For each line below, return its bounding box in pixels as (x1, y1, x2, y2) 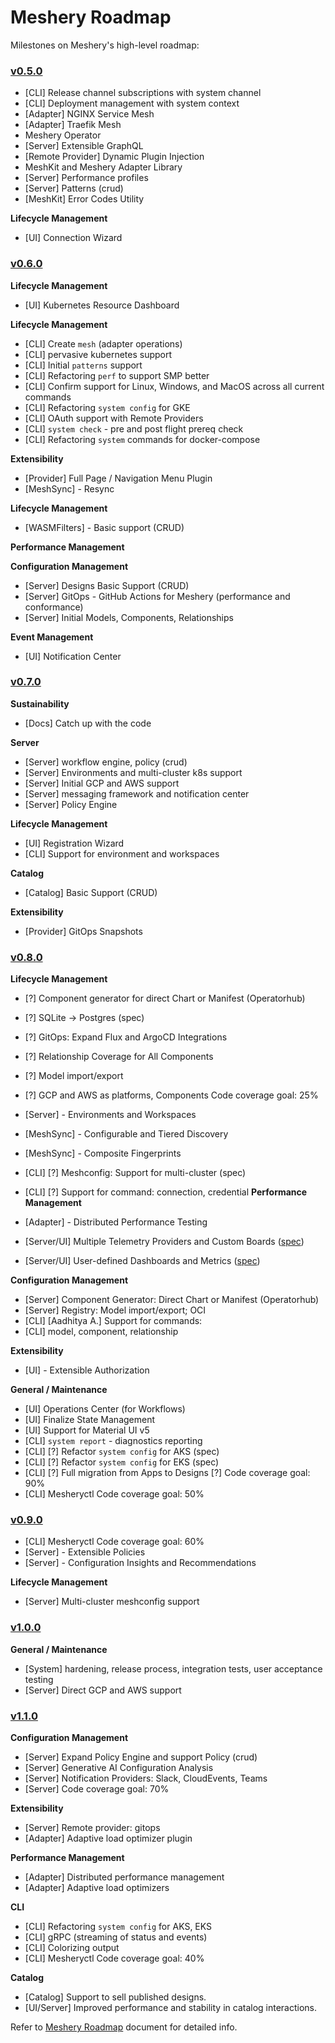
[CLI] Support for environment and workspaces (24, 847, 220, 860)
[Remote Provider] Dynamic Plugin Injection (24, 151, 205, 163)
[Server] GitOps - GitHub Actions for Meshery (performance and (24, 590, 291, 602)
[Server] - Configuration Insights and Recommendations (24, 1557, 257, 1569)
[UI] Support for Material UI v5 (24, 1424, 150, 1436)
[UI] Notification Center (24, 650, 122, 662)
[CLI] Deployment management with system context (24, 97, 240, 110)
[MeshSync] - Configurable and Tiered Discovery (24, 1128, 229, 1140)
